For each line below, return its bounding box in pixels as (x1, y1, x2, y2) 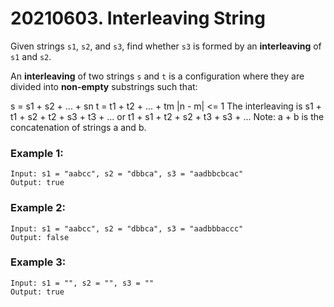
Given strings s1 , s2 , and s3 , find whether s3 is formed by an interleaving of (10, 40, 322, 52)
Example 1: (10, 146, 64, 160)
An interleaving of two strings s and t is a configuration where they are (10, 70, 305, 82)
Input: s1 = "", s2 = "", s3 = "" (10, 278, 155, 288)
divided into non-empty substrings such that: (10, 80, 198, 92)
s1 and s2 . (10, 50, 52, 62)
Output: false (10, 232, 70, 242)
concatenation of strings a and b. (10, 121, 147, 133)
